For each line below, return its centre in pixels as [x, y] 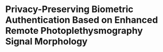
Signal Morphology [46, 42]
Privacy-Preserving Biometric [70, 9]
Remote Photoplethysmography [74, 31]
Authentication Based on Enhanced [82, 20]
